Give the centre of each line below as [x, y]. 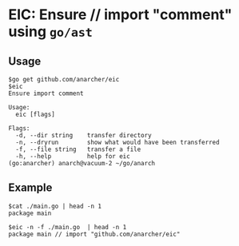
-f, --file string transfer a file [78, 149]
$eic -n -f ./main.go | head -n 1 [68, 227]
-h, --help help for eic [73, 157]
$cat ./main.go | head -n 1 [55, 206]
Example [30, 188]
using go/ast [51, 32]
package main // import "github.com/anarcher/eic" [94, 234]
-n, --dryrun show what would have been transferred [118, 142]
